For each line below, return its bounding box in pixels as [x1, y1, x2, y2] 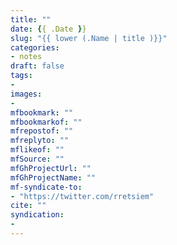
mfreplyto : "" [10, 136, 70, 146]
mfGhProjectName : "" [10, 172, 97, 183]
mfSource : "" [10, 154, 65, 164]
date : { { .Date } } [10, 24, 87, 34]
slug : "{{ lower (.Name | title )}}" [10, 33, 168, 43]
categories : [10, 42, 60, 53]
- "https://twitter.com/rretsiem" [10, 191, 155, 201]
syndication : [10, 210, 65, 220]
